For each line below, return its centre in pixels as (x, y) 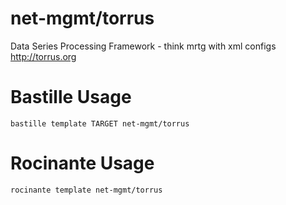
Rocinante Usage (82, 163)
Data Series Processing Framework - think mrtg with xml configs (143, 46)
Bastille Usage (71, 97)
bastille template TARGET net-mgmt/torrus (100, 123)
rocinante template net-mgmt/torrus (86, 190)
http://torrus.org (43, 56)
